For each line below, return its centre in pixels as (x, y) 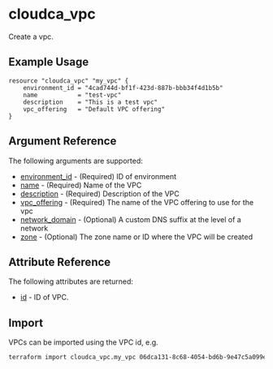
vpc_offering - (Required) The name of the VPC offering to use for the (137, 202)
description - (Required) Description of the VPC (100, 193)
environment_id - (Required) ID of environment (98, 176)
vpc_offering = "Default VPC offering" (94, 109)
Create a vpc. (31, 36)
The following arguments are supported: (76, 161)
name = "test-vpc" (72, 95)
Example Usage (49, 62)
